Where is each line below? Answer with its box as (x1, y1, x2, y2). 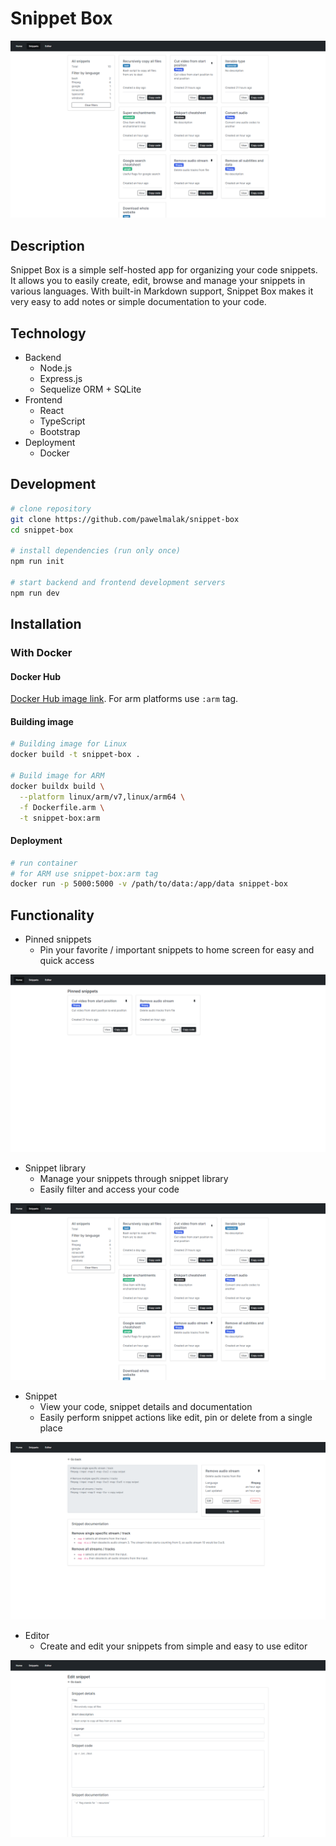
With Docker (10, 646, 73, 660)
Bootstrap (39, 426, 81, 438)
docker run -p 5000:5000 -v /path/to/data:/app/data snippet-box (10, 879, 288, 889)
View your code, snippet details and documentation (39, 1401, 253, 1413)
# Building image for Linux (10, 739, 128, 749)
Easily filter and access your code (39, 1183, 180, 1195)
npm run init (10, 557, 65, 567)
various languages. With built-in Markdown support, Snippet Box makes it (10, 285, 314, 297)
